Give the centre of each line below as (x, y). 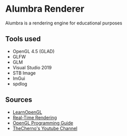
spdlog (20, 84)
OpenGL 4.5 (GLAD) (34, 51)
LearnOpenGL (27, 112)
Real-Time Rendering (35, 117)
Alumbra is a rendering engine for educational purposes (64, 23)
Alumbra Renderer (45, 9)
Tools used (23, 39)
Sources (19, 100)
